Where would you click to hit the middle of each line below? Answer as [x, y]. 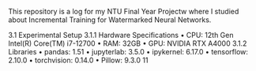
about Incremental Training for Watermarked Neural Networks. [110, 20]
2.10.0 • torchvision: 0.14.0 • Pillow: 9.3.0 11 [78, 60]
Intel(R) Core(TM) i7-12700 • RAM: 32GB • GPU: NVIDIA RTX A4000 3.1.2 [128, 43]
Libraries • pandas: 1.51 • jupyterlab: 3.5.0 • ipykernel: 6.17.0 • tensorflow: [128, 52]
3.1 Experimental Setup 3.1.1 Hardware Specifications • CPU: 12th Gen [121, 35]
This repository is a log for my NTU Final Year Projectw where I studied [124, 11]
